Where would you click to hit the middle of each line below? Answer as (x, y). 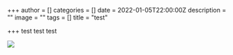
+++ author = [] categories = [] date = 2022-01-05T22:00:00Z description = (117, 10)
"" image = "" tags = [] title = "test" (58, 17)
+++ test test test (32, 31)
